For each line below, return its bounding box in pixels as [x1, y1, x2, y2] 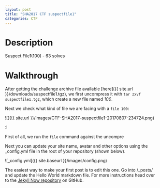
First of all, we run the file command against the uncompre [5, 134, 124, 140]
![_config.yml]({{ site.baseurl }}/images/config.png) [5, 158, 107, 164]
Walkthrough [5, 70, 58, 81]
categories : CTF [5, 16, 38, 21]
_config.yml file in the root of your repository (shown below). [5, 148, 126, 154]
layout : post [5, 7, 31, 12]
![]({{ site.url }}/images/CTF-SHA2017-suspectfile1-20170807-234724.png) [5, 115, 155, 121]
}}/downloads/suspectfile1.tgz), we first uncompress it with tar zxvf [5, 91, 141, 97]
